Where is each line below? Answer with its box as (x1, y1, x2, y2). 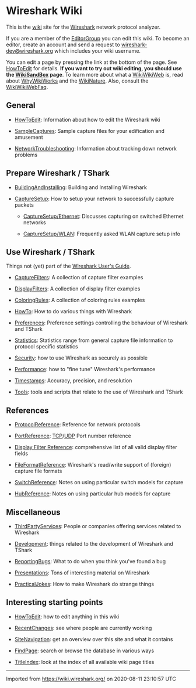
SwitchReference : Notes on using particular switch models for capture (14, 479, 184, 486)
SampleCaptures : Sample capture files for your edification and (14, 127, 165, 134)
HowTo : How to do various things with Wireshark (14, 308, 132, 315)
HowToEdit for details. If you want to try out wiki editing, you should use (6, 64, 182, 71)
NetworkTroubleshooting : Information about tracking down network (14, 145, 177, 152)
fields (14, 450, 28, 457)
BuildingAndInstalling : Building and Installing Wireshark (14, 183, 147, 191)
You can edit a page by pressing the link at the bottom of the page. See (6, 59, 177, 66)
